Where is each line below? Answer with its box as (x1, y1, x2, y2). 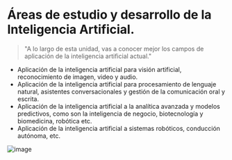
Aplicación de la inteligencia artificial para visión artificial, (17, 65, 182, 73)
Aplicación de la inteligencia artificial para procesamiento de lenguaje (17, 80, 217, 88)
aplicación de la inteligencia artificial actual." (24, 52, 151, 60)
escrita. (17, 94, 40, 103)
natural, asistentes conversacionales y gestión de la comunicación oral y (17, 87, 226, 96)
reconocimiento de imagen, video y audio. (17, 73, 138, 81)
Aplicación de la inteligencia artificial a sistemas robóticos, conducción (17, 124, 221, 132)
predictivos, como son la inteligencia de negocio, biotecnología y (17, 109, 204, 118)
